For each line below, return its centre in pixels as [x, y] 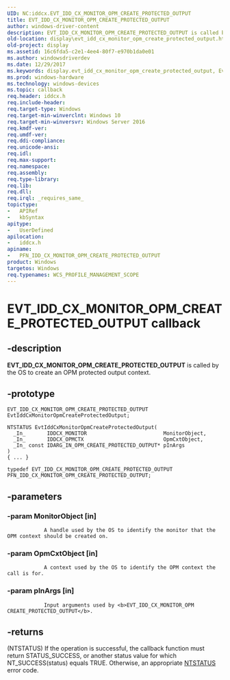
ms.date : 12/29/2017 [37, 64]
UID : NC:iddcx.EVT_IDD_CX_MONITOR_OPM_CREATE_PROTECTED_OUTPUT [99, 13]
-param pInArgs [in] [41, 591]
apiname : [20, 250]
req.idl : [20, 154]
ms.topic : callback [35, 90]
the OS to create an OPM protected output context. [79, 372]
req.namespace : [29, 166]
